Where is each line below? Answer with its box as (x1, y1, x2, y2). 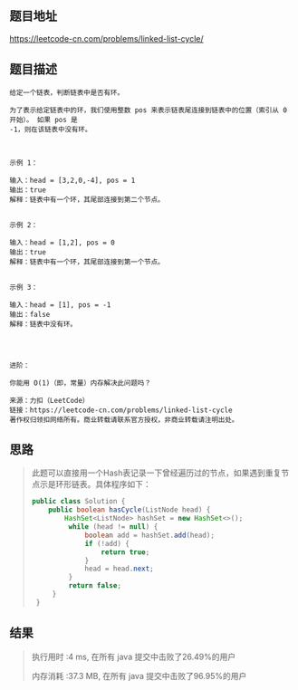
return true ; (101, 547, 150, 557)
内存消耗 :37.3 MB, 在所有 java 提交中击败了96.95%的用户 (31, 670, 247, 681)
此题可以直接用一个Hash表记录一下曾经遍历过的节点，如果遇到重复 (31, 467, 282, 478)
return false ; (68, 581, 122, 590)
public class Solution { (31, 497, 126, 506)
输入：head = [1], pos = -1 (9, 300, 111, 310)
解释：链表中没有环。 (9, 320, 77, 329)
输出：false (9, 310, 51, 319)
